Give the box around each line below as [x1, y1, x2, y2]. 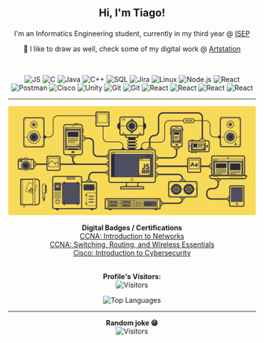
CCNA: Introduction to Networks [79, 231, 185, 240]
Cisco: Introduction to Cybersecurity [73, 248, 191, 257]
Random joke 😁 [105, 318, 159, 327]
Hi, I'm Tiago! [98, 6, 166, 20]
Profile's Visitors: [103, 271, 161, 281]
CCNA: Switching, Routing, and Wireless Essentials [49, 240, 214, 249]
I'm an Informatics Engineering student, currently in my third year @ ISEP [14, 29, 250, 39]
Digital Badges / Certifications [82, 222, 182, 232]
